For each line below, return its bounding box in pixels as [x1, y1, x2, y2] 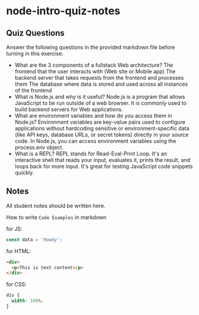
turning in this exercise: [6, 50, 64, 57]
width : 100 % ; [11, 298, 44, 304]
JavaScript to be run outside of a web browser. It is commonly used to [14, 99, 187, 107]
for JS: [6, 225, 23, 232]
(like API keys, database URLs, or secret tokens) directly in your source [14, 131, 189, 138]
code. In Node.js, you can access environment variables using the [14, 138, 176, 144]
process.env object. [14, 144, 64, 151]
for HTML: [6, 247, 31, 254]
